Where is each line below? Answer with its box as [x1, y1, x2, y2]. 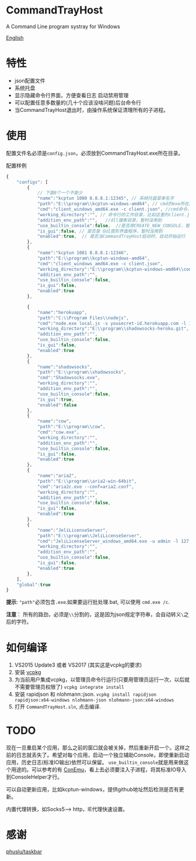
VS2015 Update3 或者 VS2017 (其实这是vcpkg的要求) [14, 661, 142, 668]
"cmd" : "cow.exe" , [37, 429, 80, 435]
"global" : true [16, 582, 51, 587]
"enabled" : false [37, 402, 77, 408]
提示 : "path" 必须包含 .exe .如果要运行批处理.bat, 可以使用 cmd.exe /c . [6, 599, 170, 606]
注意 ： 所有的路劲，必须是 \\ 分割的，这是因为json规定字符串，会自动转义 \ [6, 611, 184, 618]
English [6, 34, 24, 41]
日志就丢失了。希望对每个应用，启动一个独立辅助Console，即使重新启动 [16, 751, 190, 758]
